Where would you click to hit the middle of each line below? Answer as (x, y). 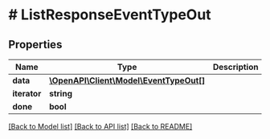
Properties (35, 45)
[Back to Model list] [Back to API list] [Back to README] (100, 127)
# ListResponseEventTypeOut (110, 15)
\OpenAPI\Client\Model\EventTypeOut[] (127, 80)
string (61, 94)
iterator (27, 94)
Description (235, 67)
